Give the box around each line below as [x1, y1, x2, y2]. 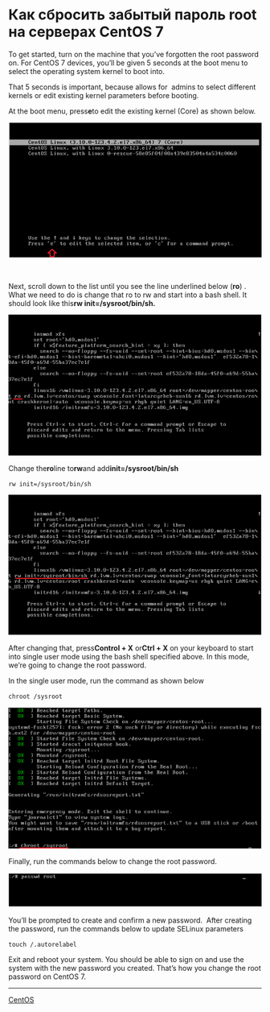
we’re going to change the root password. [8, 660, 147, 670]
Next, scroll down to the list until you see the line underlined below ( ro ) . [8, 282, 247, 291]
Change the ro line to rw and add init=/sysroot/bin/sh [8, 463, 179, 473]
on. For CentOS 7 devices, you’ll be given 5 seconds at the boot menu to [8, 58, 248, 68]
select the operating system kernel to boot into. [8, 66, 166, 76]
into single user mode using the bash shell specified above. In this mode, [8, 652, 250, 662]
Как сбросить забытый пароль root [8, 6, 257, 24]
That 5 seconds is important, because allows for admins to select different [8, 82, 256, 92]
